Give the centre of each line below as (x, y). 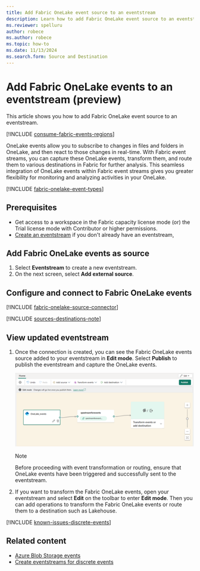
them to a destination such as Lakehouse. (66, 511)
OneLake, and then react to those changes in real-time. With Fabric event (96, 152)
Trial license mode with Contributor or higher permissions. (86, 228)
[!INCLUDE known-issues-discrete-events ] (59, 522)
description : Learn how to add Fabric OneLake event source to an (90, 19)
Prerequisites (32, 208)
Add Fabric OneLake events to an (90, 87)
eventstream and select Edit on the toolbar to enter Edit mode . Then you (104, 498)
